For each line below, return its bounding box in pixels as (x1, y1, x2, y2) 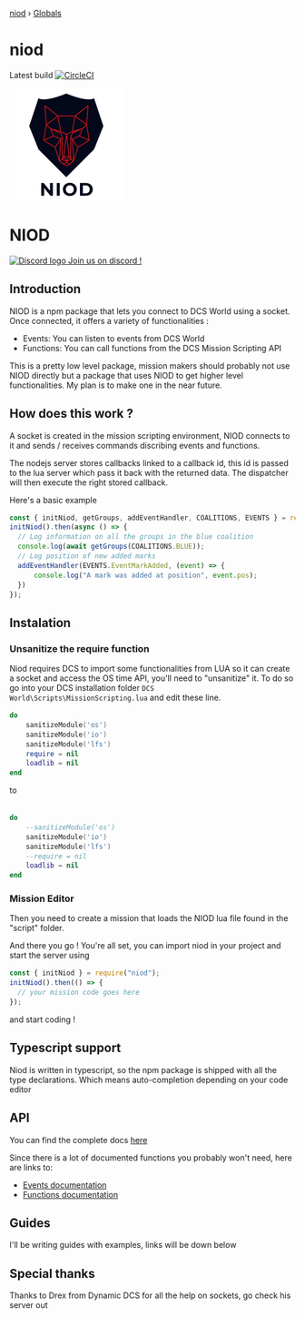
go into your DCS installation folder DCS (9, 683, 154, 694)
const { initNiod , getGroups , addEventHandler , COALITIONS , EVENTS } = (9, 513, 286, 522)
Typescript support (9, 1040, 122, 1056)
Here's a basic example (9, 494, 97, 505)
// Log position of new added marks (17, 552, 156, 561)
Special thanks (9, 1265, 95, 1282)
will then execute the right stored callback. (9, 477, 169, 488)
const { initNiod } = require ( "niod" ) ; (9, 968, 161, 978)
